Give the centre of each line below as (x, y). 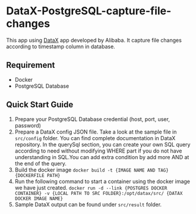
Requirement (31, 65)
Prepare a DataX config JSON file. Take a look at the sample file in (96, 132)
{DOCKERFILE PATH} (37, 175)
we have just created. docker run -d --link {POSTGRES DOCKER (91, 187)
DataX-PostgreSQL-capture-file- (89, 11)
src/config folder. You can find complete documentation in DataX (95, 138)
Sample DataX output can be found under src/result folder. (88, 204)
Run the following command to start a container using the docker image (102, 181)
